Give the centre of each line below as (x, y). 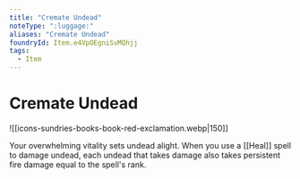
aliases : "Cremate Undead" (60, 34)
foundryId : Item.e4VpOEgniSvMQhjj (74, 43)
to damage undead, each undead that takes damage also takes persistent (145, 155)
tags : (19, 51)
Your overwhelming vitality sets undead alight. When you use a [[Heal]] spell (150, 145)
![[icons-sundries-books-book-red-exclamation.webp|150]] (119, 128)
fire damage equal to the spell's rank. (78, 164)
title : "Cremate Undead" (56, 17)
